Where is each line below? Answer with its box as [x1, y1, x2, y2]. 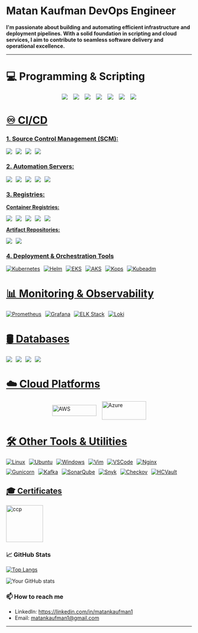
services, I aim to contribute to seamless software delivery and [6, 36, 164, 43]
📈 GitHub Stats [6, 550, 51, 559]
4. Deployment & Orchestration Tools [6, 252, 114, 260]
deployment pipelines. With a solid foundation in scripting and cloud [6, 29, 177, 37]
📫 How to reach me [6, 593, 64, 601]
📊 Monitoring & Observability [6, 287, 154, 300]
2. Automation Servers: [6, 162, 75, 170]
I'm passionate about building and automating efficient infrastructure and [6, 24, 190, 31]
